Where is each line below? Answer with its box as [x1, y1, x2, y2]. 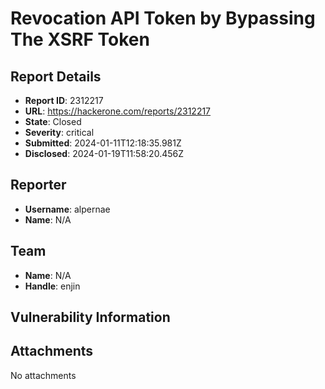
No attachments [10, 369, 77, 381]
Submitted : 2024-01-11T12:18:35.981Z [24, 137, 182, 149]
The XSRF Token [10, 28, 150, 51]
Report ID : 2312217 [24, 95, 104, 106]
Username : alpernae [24, 203, 111, 215]
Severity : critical [24, 127, 95, 138]
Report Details [10, 68, 102, 85]
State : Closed [24, 116, 82, 127]
